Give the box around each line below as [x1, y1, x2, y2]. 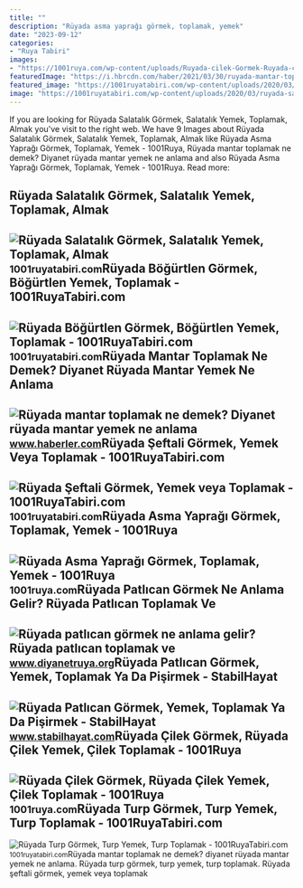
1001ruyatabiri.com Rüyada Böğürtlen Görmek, [9, 261, 259, 277]
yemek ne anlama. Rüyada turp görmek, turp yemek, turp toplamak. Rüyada [9, 858, 290, 869]
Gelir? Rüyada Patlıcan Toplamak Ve [9, 596, 216, 611]
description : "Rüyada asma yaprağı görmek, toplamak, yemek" [9, 22, 244, 31]
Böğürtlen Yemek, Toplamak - [9, 275, 180, 290]
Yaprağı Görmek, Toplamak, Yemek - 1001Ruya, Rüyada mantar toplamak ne [9, 142, 291, 154]
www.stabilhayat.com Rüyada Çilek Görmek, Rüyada [9, 728, 289, 743]
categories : [9, 38, 54, 48]
